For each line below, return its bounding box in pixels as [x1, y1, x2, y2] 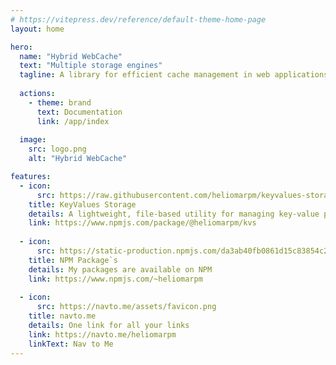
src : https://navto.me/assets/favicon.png [36, 302, 217, 312]
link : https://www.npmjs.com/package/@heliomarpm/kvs [28, 218, 257, 228]
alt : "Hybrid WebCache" [28, 154, 128, 164]
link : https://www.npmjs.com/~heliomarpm [28, 274, 203, 284]
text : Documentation [36, 107, 123, 117]
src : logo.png [28, 144, 87, 155]
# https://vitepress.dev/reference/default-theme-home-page [10, 14, 267, 25]
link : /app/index [36, 116, 110, 126]
